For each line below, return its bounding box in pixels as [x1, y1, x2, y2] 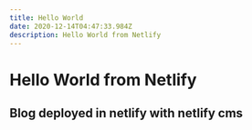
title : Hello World [9, 13, 84, 23]
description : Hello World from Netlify [9, 30, 162, 39]
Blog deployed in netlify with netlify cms [9, 105, 244, 121]
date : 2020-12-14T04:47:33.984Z [9, 22, 132, 31]
